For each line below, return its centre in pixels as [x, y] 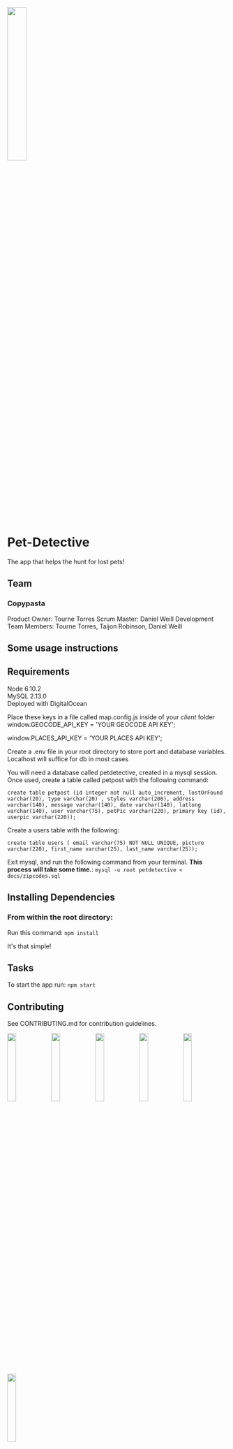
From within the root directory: [60, 918]
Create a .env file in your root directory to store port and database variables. [117, 751]
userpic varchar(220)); [42, 817]
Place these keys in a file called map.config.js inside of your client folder [111, 717]
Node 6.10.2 [24, 689]
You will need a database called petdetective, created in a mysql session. [112, 772]
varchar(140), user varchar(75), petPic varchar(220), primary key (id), [117, 811]
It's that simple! [29, 946]
